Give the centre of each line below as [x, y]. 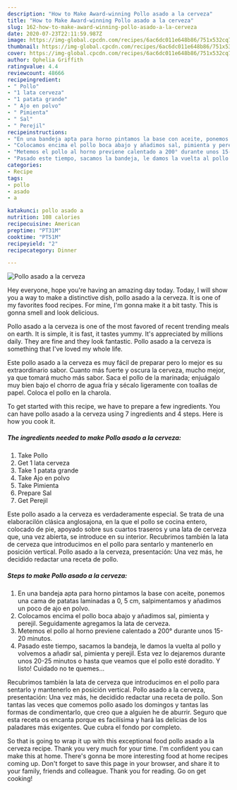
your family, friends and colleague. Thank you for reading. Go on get [107, 771]
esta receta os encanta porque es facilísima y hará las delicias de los [107, 720]
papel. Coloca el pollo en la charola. [59, 393]
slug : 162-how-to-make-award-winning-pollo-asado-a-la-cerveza [102, 27]
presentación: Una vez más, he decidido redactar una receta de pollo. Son [115, 697]
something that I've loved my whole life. [65, 349]
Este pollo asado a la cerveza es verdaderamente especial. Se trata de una [116, 514]
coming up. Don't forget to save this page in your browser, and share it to [114, 764]
